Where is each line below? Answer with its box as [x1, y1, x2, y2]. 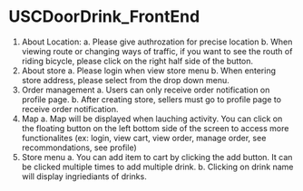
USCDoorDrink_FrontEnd [8, 6, 200, 27]
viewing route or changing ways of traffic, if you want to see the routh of [21, 45, 293, 56]
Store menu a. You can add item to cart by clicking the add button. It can [21, 151, 293, 162]
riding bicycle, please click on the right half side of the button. [21, 55, 254, 66]
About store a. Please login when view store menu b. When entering [21, 65, 276, 76]
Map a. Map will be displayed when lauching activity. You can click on [21, 113, 283, 124]
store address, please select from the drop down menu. [21, 74, 230, 85]
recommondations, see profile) [21, 142, 137, 153]
